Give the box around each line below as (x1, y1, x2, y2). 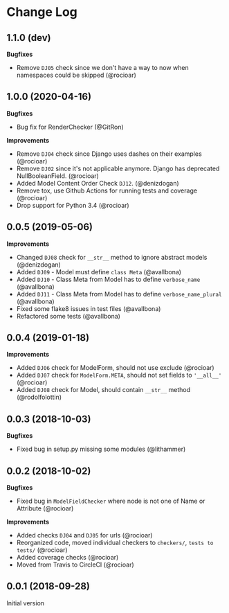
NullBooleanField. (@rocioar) (16, 171, 100, 180)
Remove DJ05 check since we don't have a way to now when (16, 64, 189, 71)
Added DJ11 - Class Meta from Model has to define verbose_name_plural (16, 290, 222, 298)
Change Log (6, 4, 77, 20)
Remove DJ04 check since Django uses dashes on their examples (16, 150, 202, 158)
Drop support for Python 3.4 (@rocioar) (16, 201, 129, 209)
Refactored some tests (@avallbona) (16, 312, 120, 320)
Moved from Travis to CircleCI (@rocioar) (16, 560, 134, 569)
